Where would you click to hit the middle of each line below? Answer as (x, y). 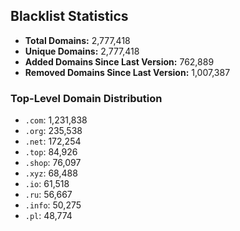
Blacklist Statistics (69, 16)
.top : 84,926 (51, 152)
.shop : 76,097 (53, 163)
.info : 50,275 (53, 205)
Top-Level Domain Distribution (86, 98)
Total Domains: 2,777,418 (77, 40)
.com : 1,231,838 (56, 120)
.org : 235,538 (53, 131)
